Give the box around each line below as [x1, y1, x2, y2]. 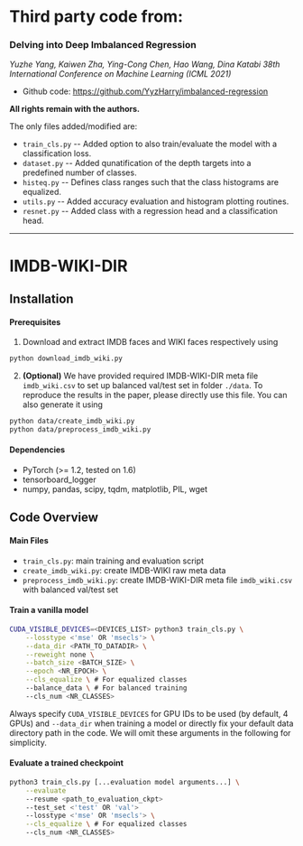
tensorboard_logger [22, 474, 96, 485]
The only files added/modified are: [9, 121, 138, 132]
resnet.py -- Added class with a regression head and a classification [22, 206, 278, 217]
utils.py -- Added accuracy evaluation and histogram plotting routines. [22, 196, 289, 207]
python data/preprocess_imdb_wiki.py [9, 425, 151, 434]
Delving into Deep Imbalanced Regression [9, 39, 197, 51]
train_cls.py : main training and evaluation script [22, 555, 205, 566]
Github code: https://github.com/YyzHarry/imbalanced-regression [22, 86, 269, 97]
